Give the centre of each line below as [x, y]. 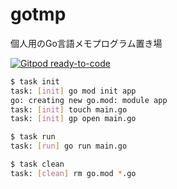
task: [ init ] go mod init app [73, 91]
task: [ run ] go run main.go [69, 146]
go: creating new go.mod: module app [89, 100]
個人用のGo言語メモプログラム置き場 [86, 43]
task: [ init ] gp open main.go [73, 119]
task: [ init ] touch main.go [69, 109]
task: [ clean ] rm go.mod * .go [73, 173]
